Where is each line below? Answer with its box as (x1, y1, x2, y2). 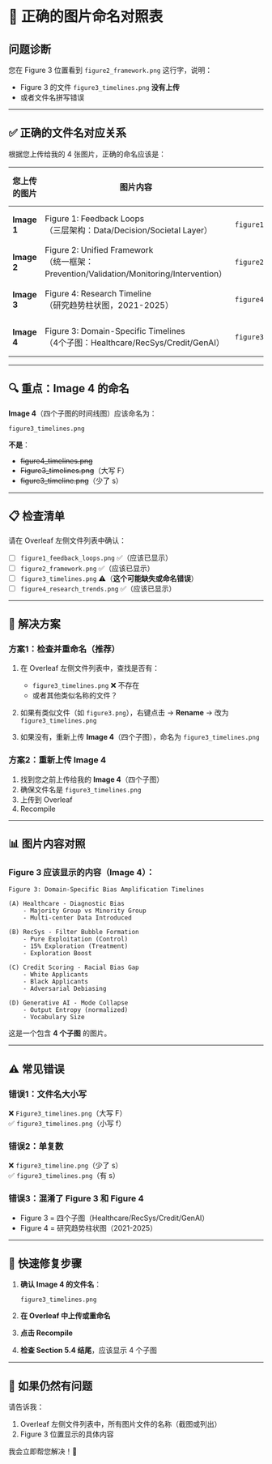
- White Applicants (23, 971, 89, 979)
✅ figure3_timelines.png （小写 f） (8, 1119, 126, 1129)
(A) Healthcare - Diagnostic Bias (8, 900, 125, 908)
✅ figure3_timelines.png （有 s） (8, 1171, 120, 1180)
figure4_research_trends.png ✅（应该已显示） (19, 583, 176, 593)
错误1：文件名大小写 (8, 1088, 87, 1099)
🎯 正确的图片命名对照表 (8, 7, 164, 26)
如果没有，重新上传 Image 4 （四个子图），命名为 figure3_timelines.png (19, 732, 260, 742)
